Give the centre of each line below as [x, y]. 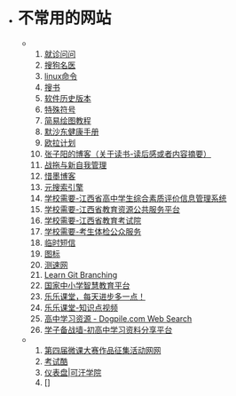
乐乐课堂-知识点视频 [81, 307]
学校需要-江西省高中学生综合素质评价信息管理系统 [135, 198]
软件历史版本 [67, 98]
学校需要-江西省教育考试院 [93, 220]
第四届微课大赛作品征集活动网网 [102, 350]
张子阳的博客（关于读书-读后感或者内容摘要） [127, 154]
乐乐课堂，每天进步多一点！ [95, 296]
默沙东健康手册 [71, 131]
